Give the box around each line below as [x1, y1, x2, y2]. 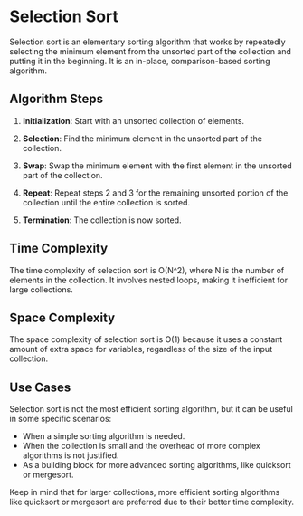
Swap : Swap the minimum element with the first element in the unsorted [22, 160, 292, 171]
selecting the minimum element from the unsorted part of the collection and [9, 45, 292, 56]
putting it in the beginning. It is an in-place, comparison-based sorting [9, 55, 270, 66]
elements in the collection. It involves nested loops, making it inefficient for [9, 274, 288, 285]
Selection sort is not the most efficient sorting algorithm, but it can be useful [9, 404, 294, 415]
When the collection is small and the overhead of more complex [22, 441, 260, 452]
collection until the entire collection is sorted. [22, 196, 191, 207]
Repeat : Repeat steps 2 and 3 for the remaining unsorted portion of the [22, 187, 289, 198]
